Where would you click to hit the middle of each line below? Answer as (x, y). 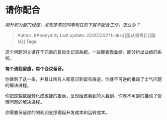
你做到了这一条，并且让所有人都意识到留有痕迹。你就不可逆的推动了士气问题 (83, 79)
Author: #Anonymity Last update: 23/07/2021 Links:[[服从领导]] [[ (84, 35)
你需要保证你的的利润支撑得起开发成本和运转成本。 (57, 112)
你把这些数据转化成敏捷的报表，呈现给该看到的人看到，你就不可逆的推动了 (81, 96)
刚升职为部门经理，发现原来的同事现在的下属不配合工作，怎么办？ (73, 25)
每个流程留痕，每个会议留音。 (36, 68)
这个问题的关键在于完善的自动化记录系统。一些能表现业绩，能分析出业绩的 (81, 52)
